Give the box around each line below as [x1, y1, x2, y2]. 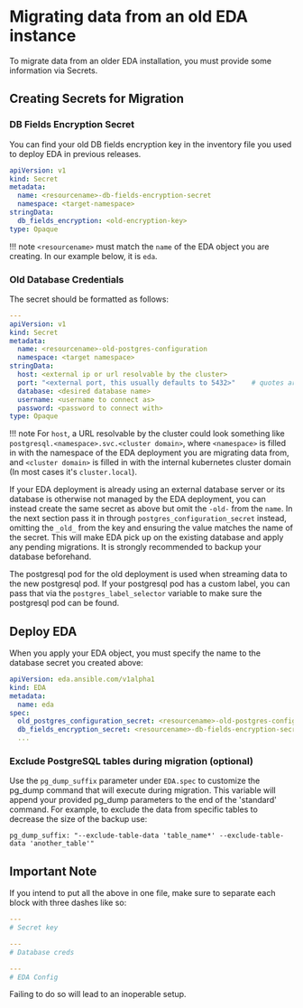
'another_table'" [29, 839, 95, 848]
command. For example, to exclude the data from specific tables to [9, 804, 259, 815]
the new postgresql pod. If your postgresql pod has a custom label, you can [9, 578, 290, 589]
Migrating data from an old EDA [9, 6, 248, 27]
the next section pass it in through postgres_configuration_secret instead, [9, 513, 287, 524]
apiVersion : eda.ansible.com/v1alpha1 [9, 675, 155, 684]
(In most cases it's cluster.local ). [9, 467, 138, 478]
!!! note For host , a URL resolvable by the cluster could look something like [9, 428, 286, 439]
